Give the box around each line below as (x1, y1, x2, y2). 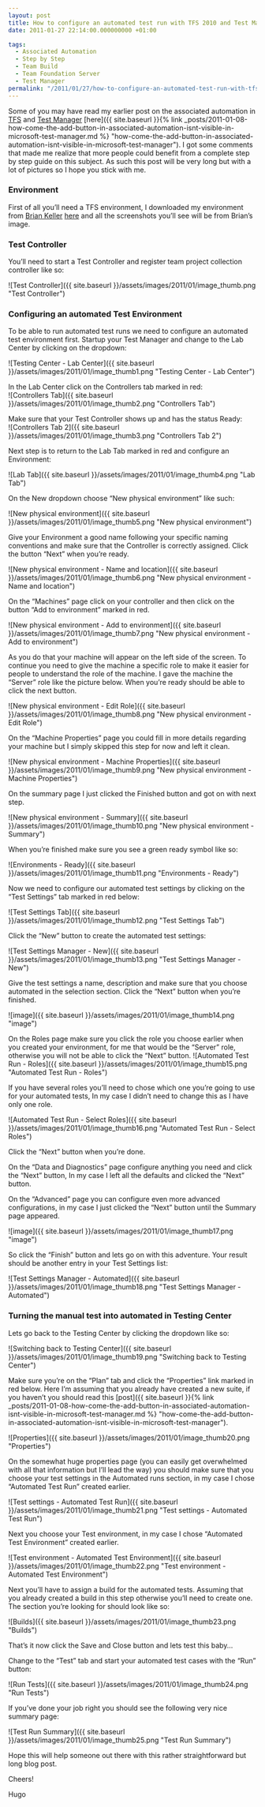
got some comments (186, 140, 254, 149)
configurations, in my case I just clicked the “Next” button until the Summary (8, 1203, 256, 1212)
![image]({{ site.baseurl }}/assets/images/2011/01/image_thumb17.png (8, 1226, 234, 1236)
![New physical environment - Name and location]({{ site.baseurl (8, 565, 218, 574)
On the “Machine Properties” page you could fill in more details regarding (8, 733, 247, 743)
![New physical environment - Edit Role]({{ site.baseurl (8, 701, 185, 711)
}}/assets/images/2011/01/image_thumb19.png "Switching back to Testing (8, 1352, 247, 1361)
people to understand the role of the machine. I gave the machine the (8, 669, 233, 679)
